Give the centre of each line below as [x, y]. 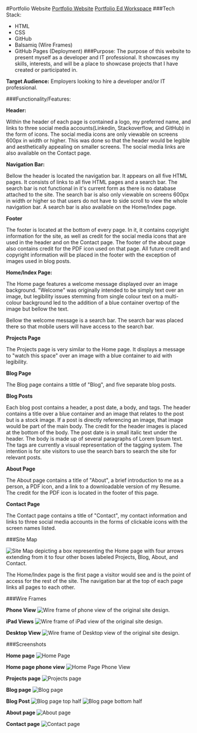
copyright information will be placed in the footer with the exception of [91, 255]
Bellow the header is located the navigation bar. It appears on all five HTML [97, 176]
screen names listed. [31, 528]
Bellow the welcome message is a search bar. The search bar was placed [95, 320]
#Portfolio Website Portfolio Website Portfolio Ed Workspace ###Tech [90, 9]
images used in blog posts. [39, 261]
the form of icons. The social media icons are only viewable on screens [92, 134]
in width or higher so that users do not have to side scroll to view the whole [97, 201]
